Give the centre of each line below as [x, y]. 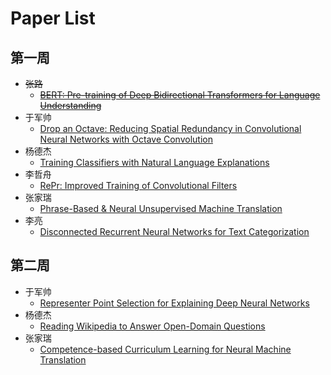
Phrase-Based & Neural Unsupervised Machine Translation [161, 208]
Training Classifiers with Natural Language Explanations [154, 162]
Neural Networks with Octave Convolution [126, 139]
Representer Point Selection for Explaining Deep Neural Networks [174, 303]
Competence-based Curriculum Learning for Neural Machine [165, 349]
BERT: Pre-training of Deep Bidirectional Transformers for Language [180, 95]
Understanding [70, 105]
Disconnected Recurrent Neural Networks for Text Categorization [174, 231]
